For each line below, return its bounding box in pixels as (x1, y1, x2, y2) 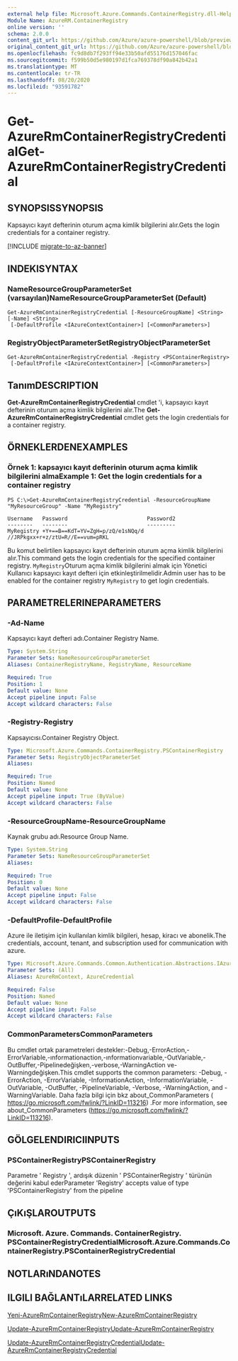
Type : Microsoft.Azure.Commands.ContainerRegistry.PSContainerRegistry (7, 746, 223, 754)
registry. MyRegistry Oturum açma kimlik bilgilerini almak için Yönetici (7, 561, 208, 570)
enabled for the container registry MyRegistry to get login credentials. (7, 576, 210, 585)
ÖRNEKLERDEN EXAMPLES (7, 441, 128, 453)
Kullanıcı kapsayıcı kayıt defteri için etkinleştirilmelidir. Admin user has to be (7, 568, 226, 577)
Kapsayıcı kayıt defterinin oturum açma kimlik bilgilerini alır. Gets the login (7, 221, 220, 229)
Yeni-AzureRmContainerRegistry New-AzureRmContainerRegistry (7, 1311, 198, 1319)
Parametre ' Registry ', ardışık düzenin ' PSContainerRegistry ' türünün (7, 1172, 212, 1180)
